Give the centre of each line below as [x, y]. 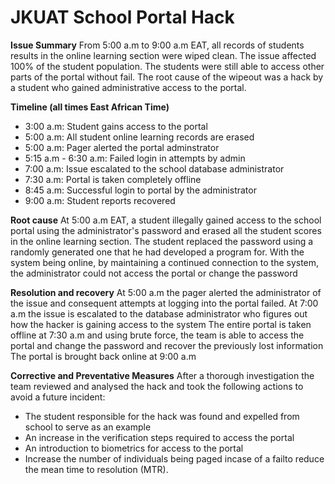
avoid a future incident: [58, 397]
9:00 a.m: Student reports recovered [100, 200]
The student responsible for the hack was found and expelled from [162, 416]
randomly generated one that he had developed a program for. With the [157, 252]
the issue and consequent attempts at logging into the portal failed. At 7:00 [164, 303]
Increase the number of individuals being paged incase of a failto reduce [174, 458]
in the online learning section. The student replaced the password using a [162, 241]
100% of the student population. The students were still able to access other [167, 66]
